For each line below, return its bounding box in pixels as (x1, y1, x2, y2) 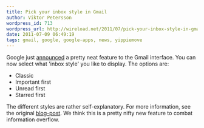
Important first (15, 78, 52, 86)
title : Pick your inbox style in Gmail (6, 8, 107, 15)
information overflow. (6, 116, 59, 123)
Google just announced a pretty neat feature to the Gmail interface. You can (6, 54, 196, 61)
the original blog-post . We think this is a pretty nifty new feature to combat (6, 110, 193, 116)
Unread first (15, 85, 46, 92)
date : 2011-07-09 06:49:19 (6, 32, 75, 38)
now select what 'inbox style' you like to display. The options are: (6, 60, 169, 67)
